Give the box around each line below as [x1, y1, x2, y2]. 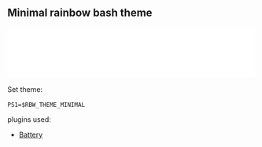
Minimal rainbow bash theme [7, 6, 153, 20]
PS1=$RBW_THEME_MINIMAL [7, 101, 86, 109]
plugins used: [7, 115, 52, 124]
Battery [18, 130, 43, 140]
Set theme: [7, 85, 43, 94]
